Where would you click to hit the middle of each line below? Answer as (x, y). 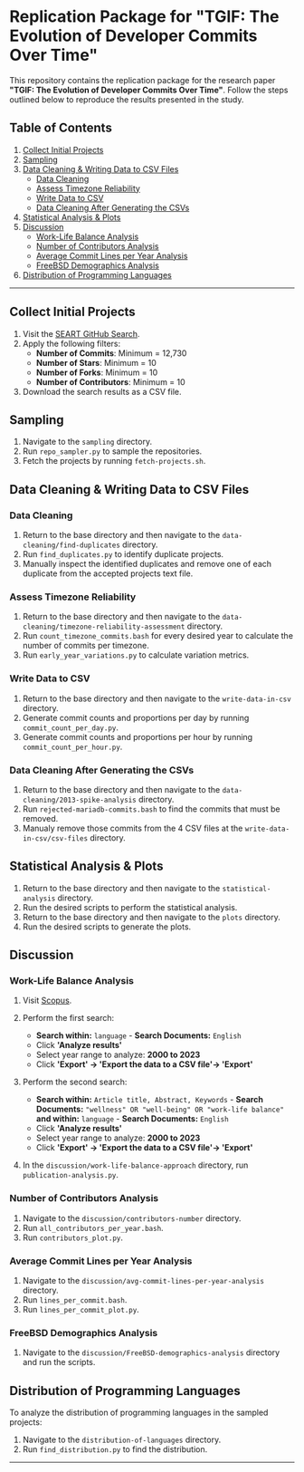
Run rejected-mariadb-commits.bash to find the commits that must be (151, 809)
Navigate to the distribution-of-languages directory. (122, 1440)
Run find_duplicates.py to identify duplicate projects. (123, 554)
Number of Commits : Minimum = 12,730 (111, 353)
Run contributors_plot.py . (73, 1237)
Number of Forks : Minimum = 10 (97, 372)
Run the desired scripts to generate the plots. (107, 927)
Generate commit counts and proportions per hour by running (138, 736)
